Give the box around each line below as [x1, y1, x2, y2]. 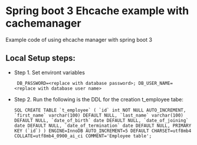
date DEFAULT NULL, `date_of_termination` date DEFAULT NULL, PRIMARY [14, 123, 192, 128]
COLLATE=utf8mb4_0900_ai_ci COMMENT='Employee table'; [14, 133, 152, 139]
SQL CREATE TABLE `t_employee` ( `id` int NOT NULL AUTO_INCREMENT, [14, 107, 186, 113]
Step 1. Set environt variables [14, 69, 85, 76]
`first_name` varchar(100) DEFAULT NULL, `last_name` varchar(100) [14, 112, 183, 118]
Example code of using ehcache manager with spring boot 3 [5, 36, 153, 43]
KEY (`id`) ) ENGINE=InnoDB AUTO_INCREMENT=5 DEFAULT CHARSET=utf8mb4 [14, 128, 192, 134]
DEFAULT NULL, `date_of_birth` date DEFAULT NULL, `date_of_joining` [14, 117, 189, 123]
